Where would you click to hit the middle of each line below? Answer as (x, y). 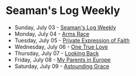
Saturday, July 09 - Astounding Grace (62, 66)
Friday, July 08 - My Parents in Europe (63, 60)
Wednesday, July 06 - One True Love (61, 47)
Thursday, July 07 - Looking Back (57, 53)
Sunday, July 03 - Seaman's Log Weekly (65, 27)
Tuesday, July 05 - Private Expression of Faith (72, 40)
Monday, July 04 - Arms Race (52, 33)
